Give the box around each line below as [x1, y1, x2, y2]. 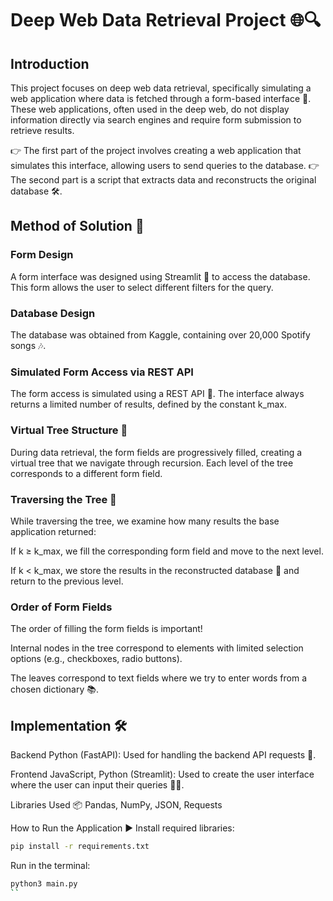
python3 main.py [10, 878, 78, 889]
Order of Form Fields [10, 600, 113, 614]
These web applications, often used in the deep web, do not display [10, 103, 290, 115]
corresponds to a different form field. [10, 467, 163, 479]
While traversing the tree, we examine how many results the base [10, 515, 280, 527]
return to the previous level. [10, 575, 124, 587]
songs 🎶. [10, 339, 47, 351]
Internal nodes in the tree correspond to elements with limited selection [10, 642, 304, 654]
